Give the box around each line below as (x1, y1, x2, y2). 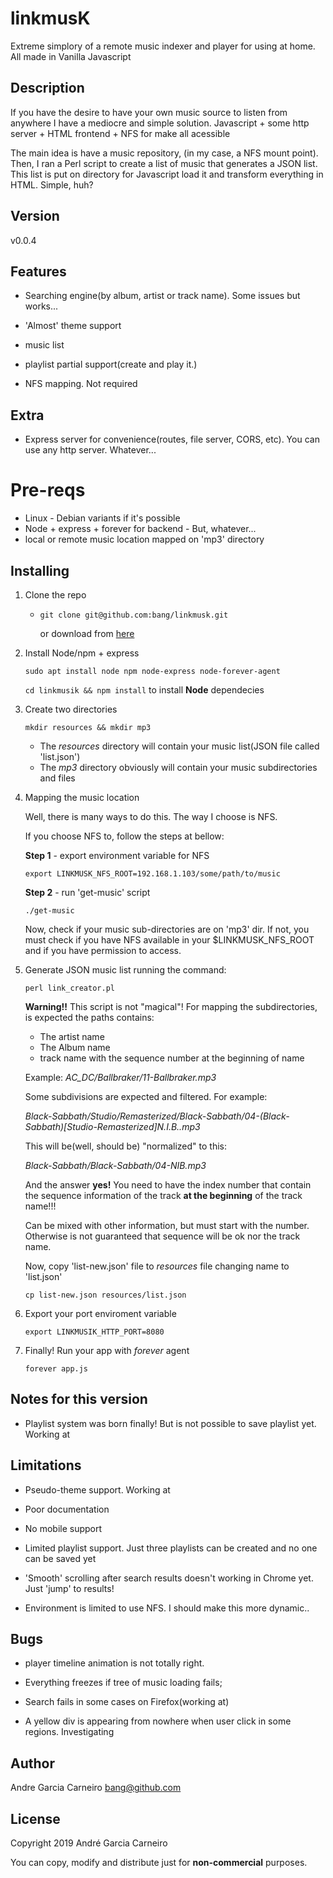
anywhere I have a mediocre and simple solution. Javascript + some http (10, 117, 310, 129)
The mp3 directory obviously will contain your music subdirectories (39, 761, 318, 773)
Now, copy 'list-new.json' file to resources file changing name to (24, 1260, 290, 1272)
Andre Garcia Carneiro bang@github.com (10, 1782, 182, 1794)
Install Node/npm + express (24, 647, 140, 659)
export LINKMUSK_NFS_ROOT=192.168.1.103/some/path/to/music (24, 868, 281, 879)
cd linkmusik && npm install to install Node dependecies (24, 683, 265, 696)
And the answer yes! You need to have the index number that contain (24, 1178, 312, 1191)
